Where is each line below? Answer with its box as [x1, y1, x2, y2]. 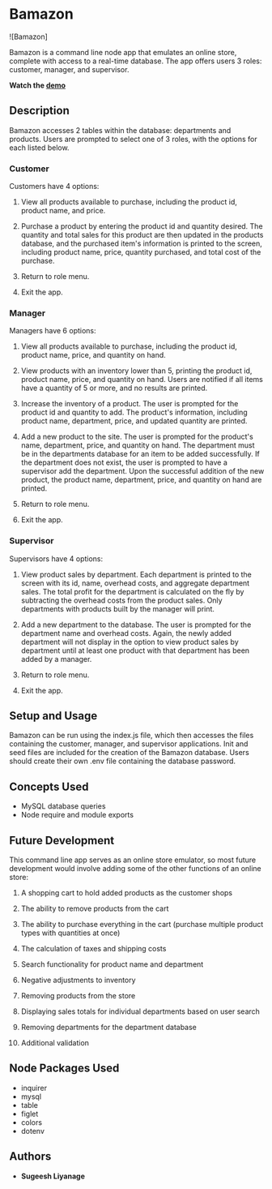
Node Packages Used [9, 1062, 120, 1075]
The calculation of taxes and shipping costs [20, 944, 167, 954]
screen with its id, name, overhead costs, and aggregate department [20, 577, 250, 588]
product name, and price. [20, 206, 106, 216]
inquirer [20, 1083, 48, 1092]
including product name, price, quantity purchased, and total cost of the [20, 247, 261, 257]
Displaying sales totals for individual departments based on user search [20, 1007, 260, 1016]
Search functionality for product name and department [20, 959, 204, 969]
